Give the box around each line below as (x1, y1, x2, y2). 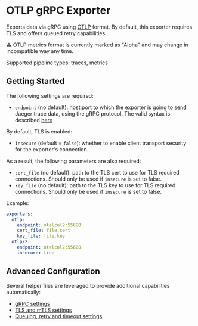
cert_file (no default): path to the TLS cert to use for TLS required (14, 169, 180, 176)
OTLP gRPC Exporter (6, 4, 111, 17)
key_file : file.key (17, 233, 66, 239)
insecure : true (17, 250, 55, 256)
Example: (6, 199, 29, 206)
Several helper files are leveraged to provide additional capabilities (6, 282, 170, 289)
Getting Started (6, 76, 65, 86)
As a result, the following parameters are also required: (6, 157, 141, 164)
